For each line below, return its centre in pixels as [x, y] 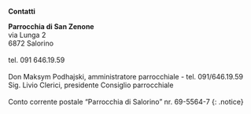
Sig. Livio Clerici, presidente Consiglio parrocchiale [91, 85]
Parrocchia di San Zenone [51, 26]
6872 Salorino [31, 43]
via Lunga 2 [27, 35]
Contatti [22, 11]
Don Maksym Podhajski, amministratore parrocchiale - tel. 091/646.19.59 [126, 77]
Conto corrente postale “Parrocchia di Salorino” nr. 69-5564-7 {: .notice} [126, 102]
